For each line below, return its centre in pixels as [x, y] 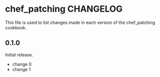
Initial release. [19, 55]
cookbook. [16, 27]
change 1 [21, 69]
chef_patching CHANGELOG [64, 9]
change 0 [22, 64]
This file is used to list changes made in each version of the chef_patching [80, 22]
